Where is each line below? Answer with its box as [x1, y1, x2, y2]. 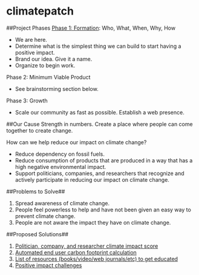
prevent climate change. [15, 212, 76, 219]
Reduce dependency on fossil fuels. [15, 150, 105, 157]
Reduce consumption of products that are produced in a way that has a [15, 156, 193, 164]
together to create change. [6, 127, 73, 134]
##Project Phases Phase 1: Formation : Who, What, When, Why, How [6, 24, 176, 31]
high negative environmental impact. [15, 163, 106, 170]
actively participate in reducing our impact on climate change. [15, 176, 169, 183]
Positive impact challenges [15, 262, 82, 269]
